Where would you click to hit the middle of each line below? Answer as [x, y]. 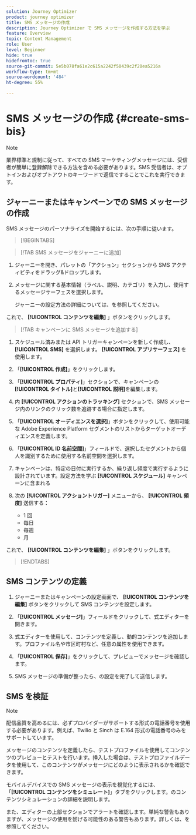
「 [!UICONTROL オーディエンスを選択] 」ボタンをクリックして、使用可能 [102, 421]
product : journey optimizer [40, 17]
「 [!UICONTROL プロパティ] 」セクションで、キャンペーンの [87, 381]
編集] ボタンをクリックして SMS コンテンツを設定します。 [85, 604]
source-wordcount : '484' [36, 77]
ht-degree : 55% [25, 83]
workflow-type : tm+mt [32, 72]
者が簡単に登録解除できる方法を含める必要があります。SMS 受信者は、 [92, 167]
